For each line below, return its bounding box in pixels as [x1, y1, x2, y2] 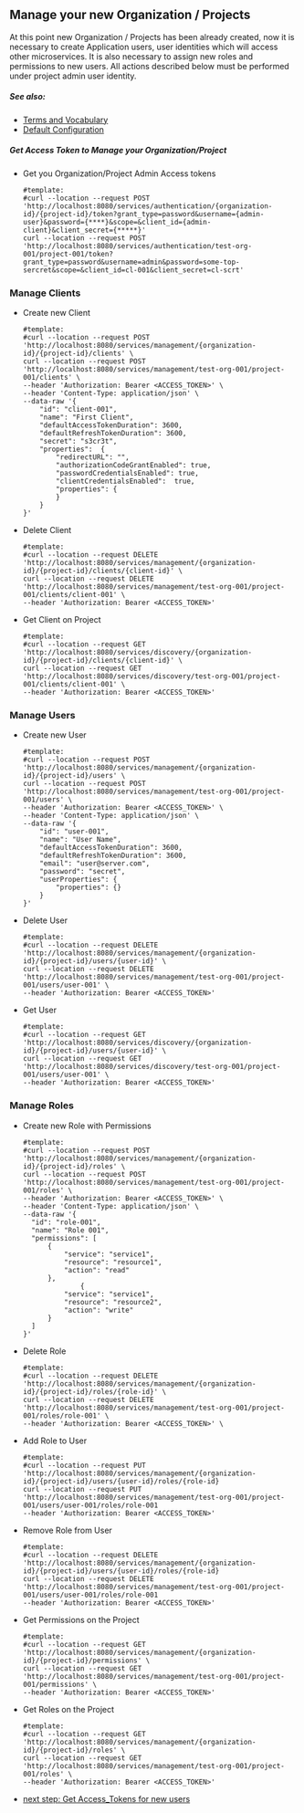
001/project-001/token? [22, 249, 114, 258]
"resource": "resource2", [63, 1297, 162, 1306]
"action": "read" [63, 1265, 130, 1274]
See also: [9, 91, 46, 102]
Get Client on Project [22, 614, 101, 625]
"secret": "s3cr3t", [39, 437, 118, 446]
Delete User [22, 915, 68, 926]
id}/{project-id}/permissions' [22, 1656, 142, 1665]
